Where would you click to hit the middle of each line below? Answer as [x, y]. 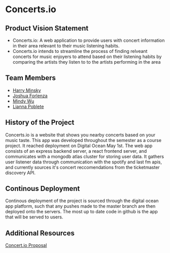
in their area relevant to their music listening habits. [66, 46]
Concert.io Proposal [26, 245]
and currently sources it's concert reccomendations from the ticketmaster [82, 167]
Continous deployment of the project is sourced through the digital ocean [82, 201]
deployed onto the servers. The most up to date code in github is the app [82, 212]
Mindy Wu [23, 101]
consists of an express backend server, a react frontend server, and [76, 151]
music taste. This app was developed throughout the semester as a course [83, 140]
